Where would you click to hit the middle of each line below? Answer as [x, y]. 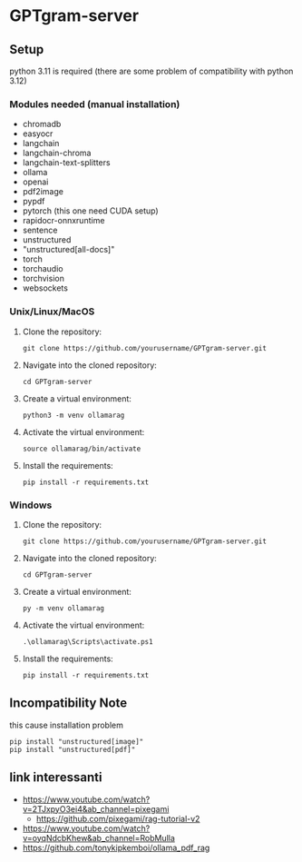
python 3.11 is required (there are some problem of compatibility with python [151, 71]
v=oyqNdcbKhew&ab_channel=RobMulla [98, 837]
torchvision [44, 279]
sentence [40, 230]
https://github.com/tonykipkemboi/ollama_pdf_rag [116, 847]
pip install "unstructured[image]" [77, 741]
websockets [45, 288]
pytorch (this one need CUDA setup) [90, 211]
